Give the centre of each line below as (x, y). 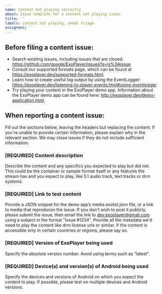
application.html (28, 100)
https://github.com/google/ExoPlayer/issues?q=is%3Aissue (71, 64)
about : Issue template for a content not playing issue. (64, 14)
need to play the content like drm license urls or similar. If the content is (76, 225)
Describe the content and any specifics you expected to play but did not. (77, 166)
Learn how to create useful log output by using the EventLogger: (76, 79)
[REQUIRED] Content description (44, 155)
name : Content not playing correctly (43, 9)
